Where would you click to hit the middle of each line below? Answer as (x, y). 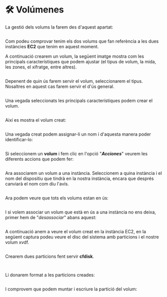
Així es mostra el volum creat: (36, 120)
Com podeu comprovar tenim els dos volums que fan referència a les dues (82, 41)
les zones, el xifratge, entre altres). (41, 67)
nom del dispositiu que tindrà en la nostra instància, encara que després (79, 178)
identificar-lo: (19, 139)
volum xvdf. (17, 242)
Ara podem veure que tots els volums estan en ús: (57, 198)
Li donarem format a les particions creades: (50, 275)
